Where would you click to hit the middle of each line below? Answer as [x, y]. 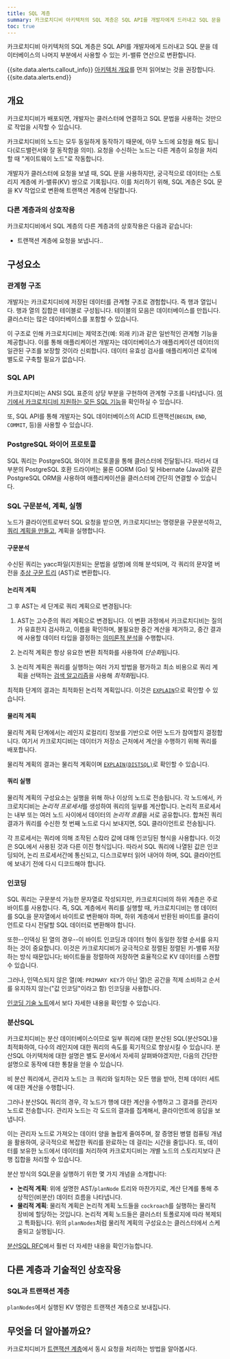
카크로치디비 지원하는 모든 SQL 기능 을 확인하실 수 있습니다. [104, 402]
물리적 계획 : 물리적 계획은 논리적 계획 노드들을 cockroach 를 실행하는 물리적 [116, 1206]
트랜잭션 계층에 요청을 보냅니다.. [60, 241]
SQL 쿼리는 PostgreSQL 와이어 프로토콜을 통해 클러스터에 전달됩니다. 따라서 [109, 461]
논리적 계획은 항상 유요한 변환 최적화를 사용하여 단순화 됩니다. [98, 653]
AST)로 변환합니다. [85, 573]
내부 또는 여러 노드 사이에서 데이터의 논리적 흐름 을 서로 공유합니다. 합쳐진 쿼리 [118, 815]
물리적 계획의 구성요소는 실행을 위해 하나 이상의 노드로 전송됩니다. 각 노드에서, [111, 797]
